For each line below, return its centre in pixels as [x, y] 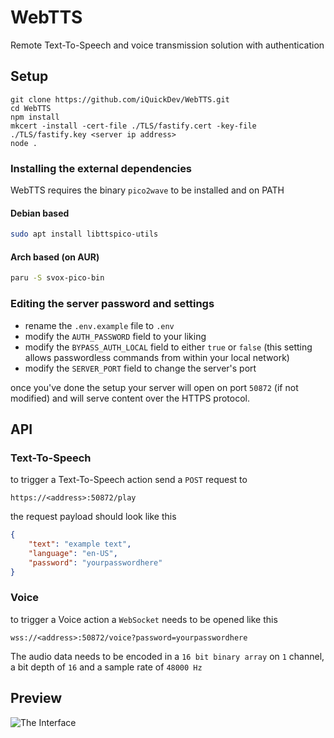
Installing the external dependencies [101, 168]
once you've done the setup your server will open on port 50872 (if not [154, 387]
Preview [36, 698]
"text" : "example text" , [80, 544]
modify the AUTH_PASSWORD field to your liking [115, 336]
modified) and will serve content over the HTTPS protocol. [130, 398]
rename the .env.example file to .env [99, 325]
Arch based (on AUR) [55, 257]
